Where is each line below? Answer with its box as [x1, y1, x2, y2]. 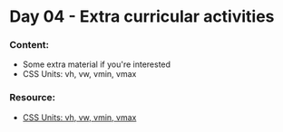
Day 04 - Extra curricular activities [9, 6, 275, 27]
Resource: [9, 91, 56, 104]
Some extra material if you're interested [22, 59, 171, 70]
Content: [9, 39, 50, 52]
